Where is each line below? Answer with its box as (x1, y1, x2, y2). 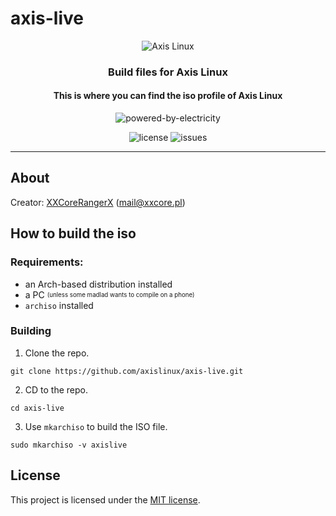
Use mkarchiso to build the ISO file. (24, 420, 168, 432)
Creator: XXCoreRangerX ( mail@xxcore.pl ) (10, 196, 186, 208)
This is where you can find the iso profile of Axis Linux (53, 90, 283, 102)
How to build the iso (10, 225, 137, 242)
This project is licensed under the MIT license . (10, 493, 201, 506)
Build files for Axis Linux (108, 65, 228, 79)
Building (10, 324, 52, 338)
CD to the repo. (24, 383, 88, 396)
